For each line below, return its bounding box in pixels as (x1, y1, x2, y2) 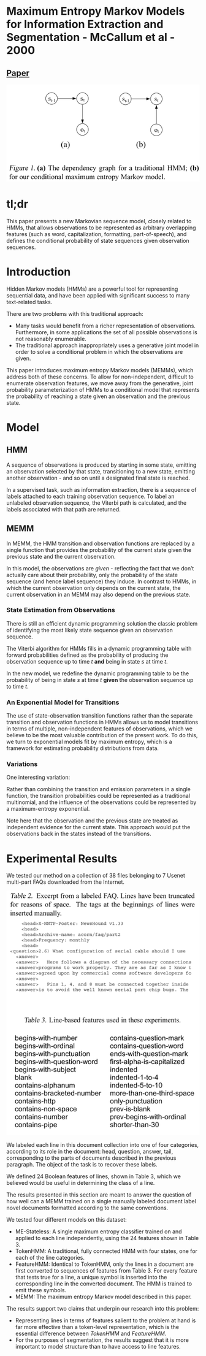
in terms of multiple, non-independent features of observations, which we (6, 725, 193, 732)
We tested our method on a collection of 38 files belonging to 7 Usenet (6, 872, 186, 879)
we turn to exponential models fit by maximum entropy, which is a (6, 738, 173, 746)
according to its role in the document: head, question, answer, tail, (6, 1147, 174, 1155)
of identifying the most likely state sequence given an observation (6, 626, 173, 634)
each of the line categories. (15, 1254, 85, 1261)
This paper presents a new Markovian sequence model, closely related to (6, 217, 192, 224)
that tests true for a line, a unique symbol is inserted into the (15, 1273, 167, 1281)
